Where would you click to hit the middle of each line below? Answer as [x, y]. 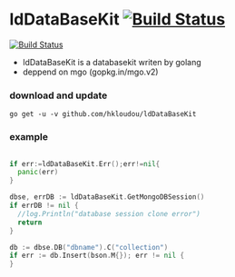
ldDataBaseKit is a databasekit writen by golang [112, 62]
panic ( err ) [38, 173]
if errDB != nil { [44, 206]
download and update [59, 95]
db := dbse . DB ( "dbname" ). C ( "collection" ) [89, 247]
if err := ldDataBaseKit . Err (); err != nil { [85, 163]
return [30, 223]
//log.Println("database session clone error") [109, 213]
